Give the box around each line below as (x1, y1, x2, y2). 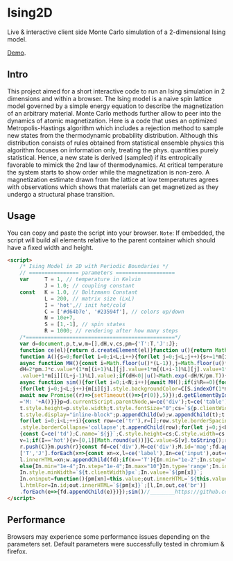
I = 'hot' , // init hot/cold (44, 301, 126, 309)
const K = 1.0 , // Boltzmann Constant (19, 289, 138, 296)
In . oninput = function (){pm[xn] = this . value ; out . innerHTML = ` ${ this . (19, 476, 213, 483)
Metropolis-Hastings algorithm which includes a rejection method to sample (7, 123, 224, 132)
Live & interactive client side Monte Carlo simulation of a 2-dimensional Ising (7, 28, 226, 36)
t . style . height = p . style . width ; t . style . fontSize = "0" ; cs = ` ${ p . (19, 404, 200, 411)
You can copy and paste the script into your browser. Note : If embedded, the (7, 229, 225, 237)
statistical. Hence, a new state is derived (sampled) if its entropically (7, 153, 202, 161)
